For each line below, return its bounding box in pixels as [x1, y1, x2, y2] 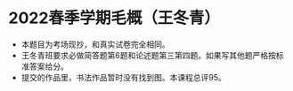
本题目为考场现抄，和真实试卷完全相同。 [20, 39, 170, 49]
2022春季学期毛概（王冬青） [8, 8, 220, 28]
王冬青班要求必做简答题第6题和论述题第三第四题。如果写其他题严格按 [20, 49, 277, 60]
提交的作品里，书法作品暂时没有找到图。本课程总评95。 [20, 72, 226, 82]
